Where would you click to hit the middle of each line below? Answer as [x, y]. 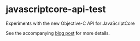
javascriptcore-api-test [56, 9]
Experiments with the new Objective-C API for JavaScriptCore [71, 23]
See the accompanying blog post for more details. [58, 33]
